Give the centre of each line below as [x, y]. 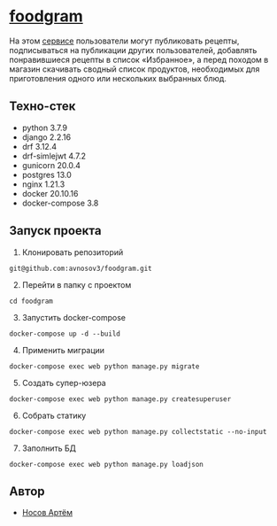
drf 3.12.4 [39, 146]
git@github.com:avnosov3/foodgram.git [81, 268]
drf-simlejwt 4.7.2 [54, 156]
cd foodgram [31, 301]
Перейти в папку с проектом [77, 284]
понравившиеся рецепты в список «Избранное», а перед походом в [139, 59]
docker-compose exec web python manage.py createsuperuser [120, 399]
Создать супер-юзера [64, 383]
